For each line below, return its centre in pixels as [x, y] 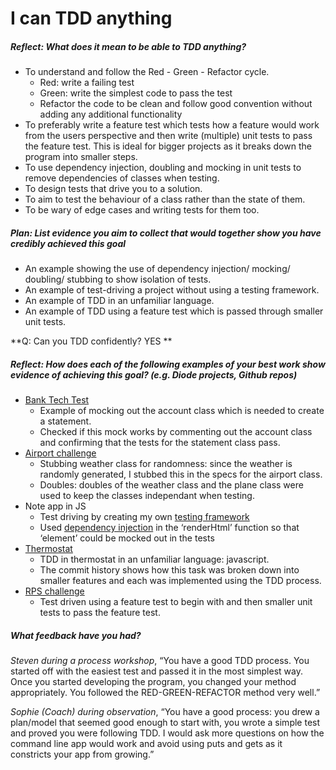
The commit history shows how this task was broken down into [169, 570]
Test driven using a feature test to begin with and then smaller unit [176, 602]
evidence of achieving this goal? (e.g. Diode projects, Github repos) [154, 374]
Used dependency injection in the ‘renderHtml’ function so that [169, 528]
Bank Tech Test [57, 400]
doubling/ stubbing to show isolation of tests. [118, 279]
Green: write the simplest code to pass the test [136, 93]
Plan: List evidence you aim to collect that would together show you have [166, 233]
